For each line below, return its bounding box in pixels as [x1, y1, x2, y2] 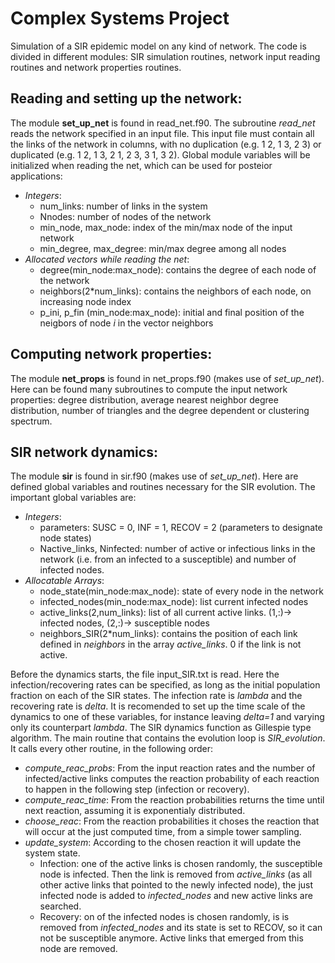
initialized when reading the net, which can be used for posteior [10, 159, 273, 171]
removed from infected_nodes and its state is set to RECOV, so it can [39, 922, 323, 934]
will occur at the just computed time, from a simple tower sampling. [24, 826, 302, 838]
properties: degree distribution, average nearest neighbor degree [10, 393, 279, 406]
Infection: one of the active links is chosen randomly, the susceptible [39, 858, 323, 870]
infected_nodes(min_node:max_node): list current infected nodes [39, 596, 309, 608]
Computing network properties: [10, 346, 213, 363]
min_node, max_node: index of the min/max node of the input [39, 221, 293, 233]
